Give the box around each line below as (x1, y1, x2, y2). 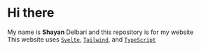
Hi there (7, 5, 55, 21)
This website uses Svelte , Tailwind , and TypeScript (7, 35, 156, 43)
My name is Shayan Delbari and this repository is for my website (7, 28, 194, 36)
